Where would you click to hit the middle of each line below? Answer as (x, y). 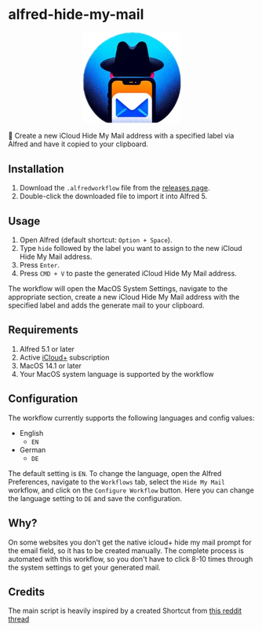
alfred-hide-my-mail (76, 15)
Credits (27, 592)
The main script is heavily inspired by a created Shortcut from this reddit (125, 611)
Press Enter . (40, 265)
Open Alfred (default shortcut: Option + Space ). (96, 240)
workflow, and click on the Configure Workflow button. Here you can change (131, 490)
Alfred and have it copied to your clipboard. (78, 144)
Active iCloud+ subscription (64, 357)
